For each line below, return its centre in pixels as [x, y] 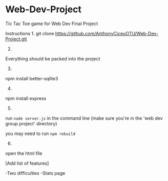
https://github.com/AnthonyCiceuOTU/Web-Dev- [107, 33]
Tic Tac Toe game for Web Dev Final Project [52, 24]
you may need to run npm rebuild [40, 133]
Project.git [16, 39]
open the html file [24, 153]
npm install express [26, 98]
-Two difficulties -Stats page [35, 173]
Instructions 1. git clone [30, 33]
